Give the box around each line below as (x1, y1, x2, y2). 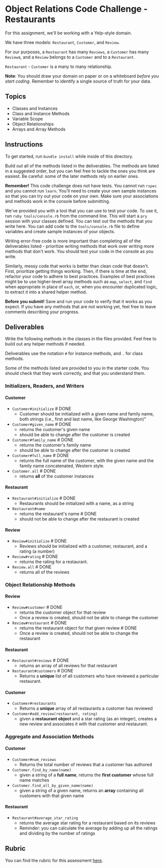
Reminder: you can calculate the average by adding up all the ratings (19, 825, 158, 831)
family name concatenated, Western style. (19, 463, 105, 469)
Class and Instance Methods (12, 110, 70, 116)
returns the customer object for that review (19, 609, 106, 615)
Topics (5, 92, 26, 101)
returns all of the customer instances (19, 473, 94, 479)
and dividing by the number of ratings (19, 830, 95, 836)
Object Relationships (12, 121, 54, 127)
